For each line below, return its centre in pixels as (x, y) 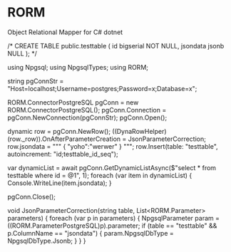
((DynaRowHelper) (139, 131)
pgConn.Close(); (31, 196)
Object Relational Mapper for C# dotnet (65, 32)
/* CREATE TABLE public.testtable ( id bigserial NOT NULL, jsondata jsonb (116, 46)
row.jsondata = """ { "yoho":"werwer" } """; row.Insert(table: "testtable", (113, 146)
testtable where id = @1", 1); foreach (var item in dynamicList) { (100, 175)
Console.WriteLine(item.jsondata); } (60, 183)
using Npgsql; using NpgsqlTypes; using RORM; (78, 67)
